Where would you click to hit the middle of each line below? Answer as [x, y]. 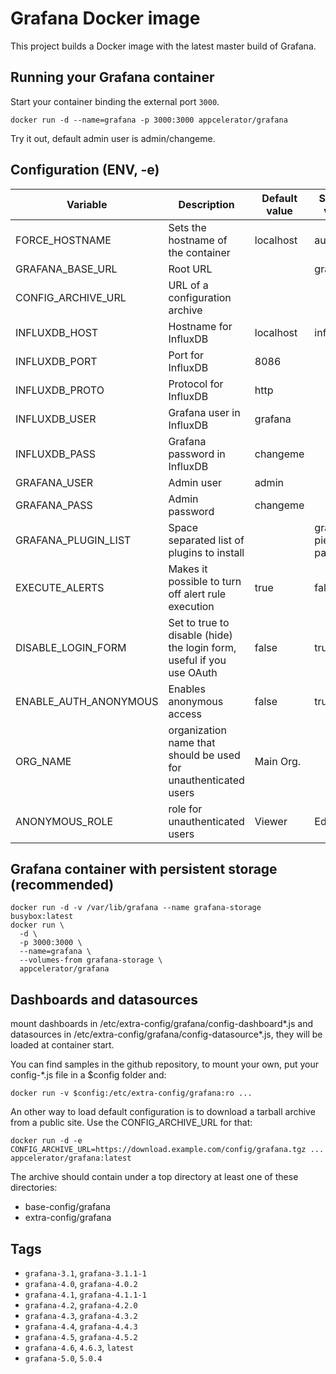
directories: [34, 1188]
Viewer [271, 821]
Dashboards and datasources [104, 999]
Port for [186, 355]
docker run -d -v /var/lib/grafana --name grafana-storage [136, 908]
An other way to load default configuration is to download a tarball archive [163, 1112]
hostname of [198, 240]
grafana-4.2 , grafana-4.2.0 [81, 1305]
